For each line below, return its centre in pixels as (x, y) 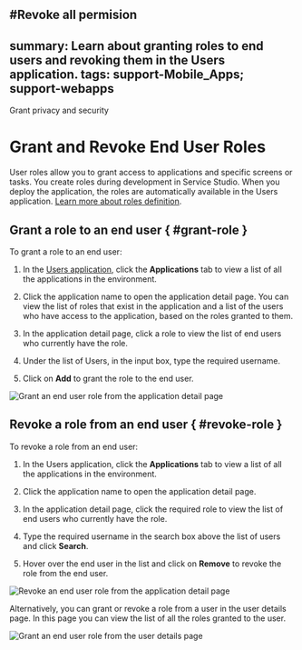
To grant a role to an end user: (66, 251)
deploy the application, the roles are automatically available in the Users (144, 192)
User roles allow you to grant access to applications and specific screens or (151, 173)
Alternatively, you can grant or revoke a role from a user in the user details (148, 608)
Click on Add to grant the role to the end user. (108, 378)
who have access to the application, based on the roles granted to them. (158, 315)
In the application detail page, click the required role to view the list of (153, 509)
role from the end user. (65, 573)
